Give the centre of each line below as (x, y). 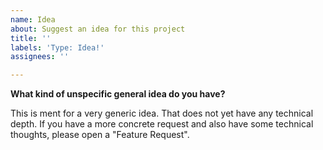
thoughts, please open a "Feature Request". (100, 135)
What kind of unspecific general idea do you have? (118, 94)
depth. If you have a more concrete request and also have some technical (162, 124)
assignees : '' (40, 57)
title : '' (31, 38)
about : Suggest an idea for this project (98, 29)
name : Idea (33, 19)
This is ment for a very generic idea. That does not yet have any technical (162, 113)
